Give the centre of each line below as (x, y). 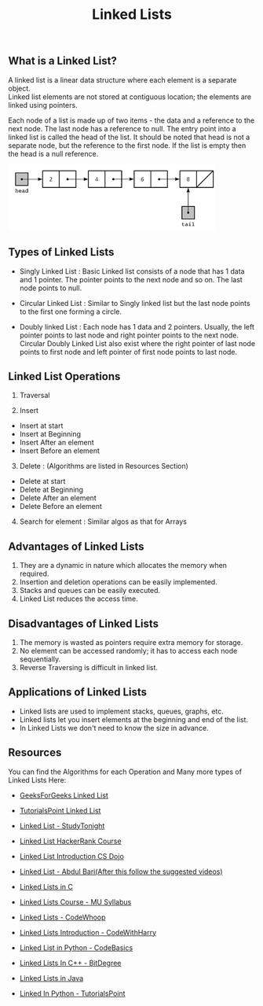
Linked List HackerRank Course (70, 841)
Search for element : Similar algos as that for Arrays (103, 521)
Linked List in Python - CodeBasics (76, 947)
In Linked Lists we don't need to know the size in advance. (114, 728)
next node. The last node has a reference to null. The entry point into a (122, 128)
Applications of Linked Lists (78, 693)
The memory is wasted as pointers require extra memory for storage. (131, 642)
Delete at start (42, 481)
